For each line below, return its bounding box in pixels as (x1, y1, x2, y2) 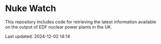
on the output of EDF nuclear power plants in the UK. (5, 24, 112, 29)
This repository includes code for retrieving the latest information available (5, 19, 157, 25)
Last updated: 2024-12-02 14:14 (5, 33, 70, 39)
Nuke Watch (5, 3, 57, 14)
